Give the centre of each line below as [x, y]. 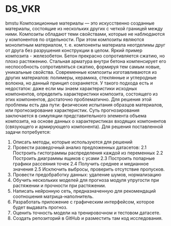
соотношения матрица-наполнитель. [53, 196]
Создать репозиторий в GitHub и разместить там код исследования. [88, 218]
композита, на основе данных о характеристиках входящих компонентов [86, 121]
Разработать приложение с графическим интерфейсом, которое [83, 202]
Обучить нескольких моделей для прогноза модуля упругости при [86, 180]
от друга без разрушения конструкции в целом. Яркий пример [74, 50]
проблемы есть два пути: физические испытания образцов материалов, [84, 105]
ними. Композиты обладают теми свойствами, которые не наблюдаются [85, 34]
